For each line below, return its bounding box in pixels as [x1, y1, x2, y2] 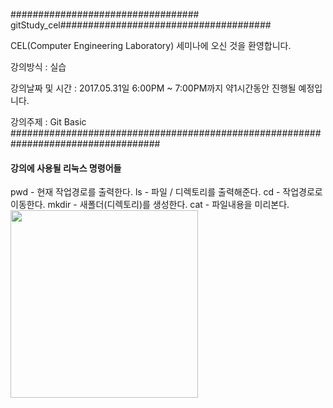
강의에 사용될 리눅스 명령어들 [10, 162, 122, 174]
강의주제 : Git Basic [10, 116, 87, 128]
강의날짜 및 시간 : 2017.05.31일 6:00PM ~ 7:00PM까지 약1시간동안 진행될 [10, 82, 297, 94]
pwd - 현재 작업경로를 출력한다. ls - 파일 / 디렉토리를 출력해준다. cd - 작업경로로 [10, 186, 323, 198]
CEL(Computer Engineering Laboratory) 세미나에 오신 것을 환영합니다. [10, 40, 292, 51]
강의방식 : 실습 [10, 61, 67, 73]
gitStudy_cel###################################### [10, 19, 272, 31]
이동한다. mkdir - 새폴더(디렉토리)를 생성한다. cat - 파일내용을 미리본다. [10, 199, 290, 211]
